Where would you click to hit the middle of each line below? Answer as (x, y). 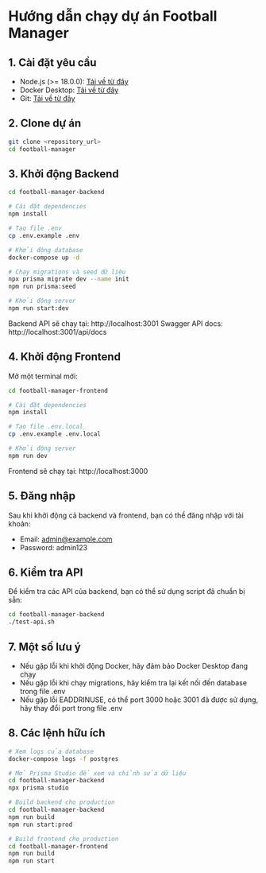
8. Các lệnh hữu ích (57, 733)
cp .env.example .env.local (55, 434)
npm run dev (28, 456)
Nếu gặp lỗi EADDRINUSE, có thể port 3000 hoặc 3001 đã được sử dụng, (139, 700)
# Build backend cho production (62, 802)
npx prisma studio (39, 788)
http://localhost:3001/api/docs (58, 332)
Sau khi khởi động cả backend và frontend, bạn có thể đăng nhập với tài (126, 515)
